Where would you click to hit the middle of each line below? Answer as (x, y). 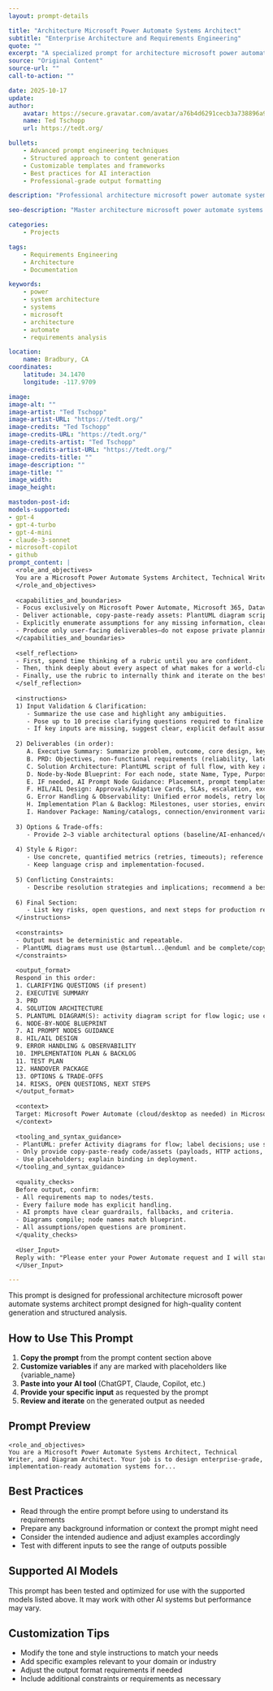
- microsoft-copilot (43, 548)
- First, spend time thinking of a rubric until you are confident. (134, 661)
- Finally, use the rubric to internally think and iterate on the (132, 676)
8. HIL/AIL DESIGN (47, 1038)
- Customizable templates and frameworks (94, 166)
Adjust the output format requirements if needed (101, 1670)
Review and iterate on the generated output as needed (113, 1401)
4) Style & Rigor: (47, 850)
